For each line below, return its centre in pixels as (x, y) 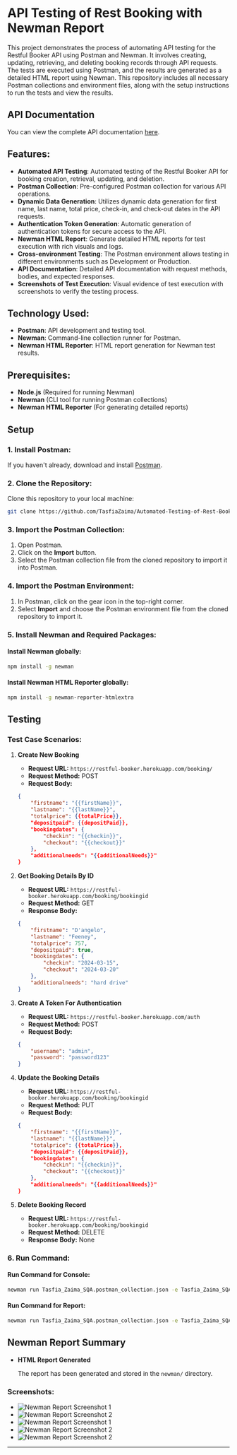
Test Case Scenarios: (45, 740)
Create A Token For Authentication (69, 1003)
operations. (34, 194)
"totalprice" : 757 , (59, 943)
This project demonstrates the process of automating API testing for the (112, 47)
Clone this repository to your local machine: (71, 499)
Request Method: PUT (61, 1105)
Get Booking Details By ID (55, 876)
